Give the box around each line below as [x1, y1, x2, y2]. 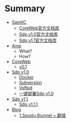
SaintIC [11, 19, 26, 25]
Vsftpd [19, 85, 33, 91]
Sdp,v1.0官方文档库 [19, 31, 58, 37]
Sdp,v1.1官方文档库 [19, 37, 57, 43]
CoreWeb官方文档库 [19, 25, 60, 31]
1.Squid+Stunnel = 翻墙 [19, 112, 66, 118]
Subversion [19, 79, 42, 85]
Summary [4, 3, 45, 14]
